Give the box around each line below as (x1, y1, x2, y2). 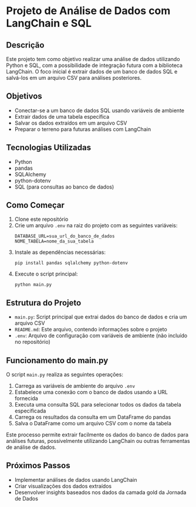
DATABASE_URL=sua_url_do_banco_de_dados (14, 233, 115, 239)
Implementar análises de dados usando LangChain (14, 476, 137, 483)
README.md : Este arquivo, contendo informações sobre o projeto (14, 326, 167, 333)
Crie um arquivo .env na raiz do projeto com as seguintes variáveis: (14, 222, 178, 229)
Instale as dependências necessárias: (14, 249, 106, 256)
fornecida (14, 395, 38, 402)
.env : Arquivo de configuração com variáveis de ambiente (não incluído (14, 332, 188, 339)
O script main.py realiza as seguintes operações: (6, 371, 123, 378)
